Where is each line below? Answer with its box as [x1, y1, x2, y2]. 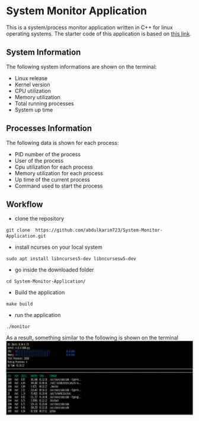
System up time [14, 106, 53, 113]
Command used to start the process [14, 182, 103, 189]
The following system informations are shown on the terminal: [6, 63, 157, 70]
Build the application [14, 289, 65, 296]
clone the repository [14, 215, 65, 222]
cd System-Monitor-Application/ [6, 278, 86, 284]
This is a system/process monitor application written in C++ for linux [6, 24, 174, 31]
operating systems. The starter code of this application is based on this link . [6, 30, 191, 37]
